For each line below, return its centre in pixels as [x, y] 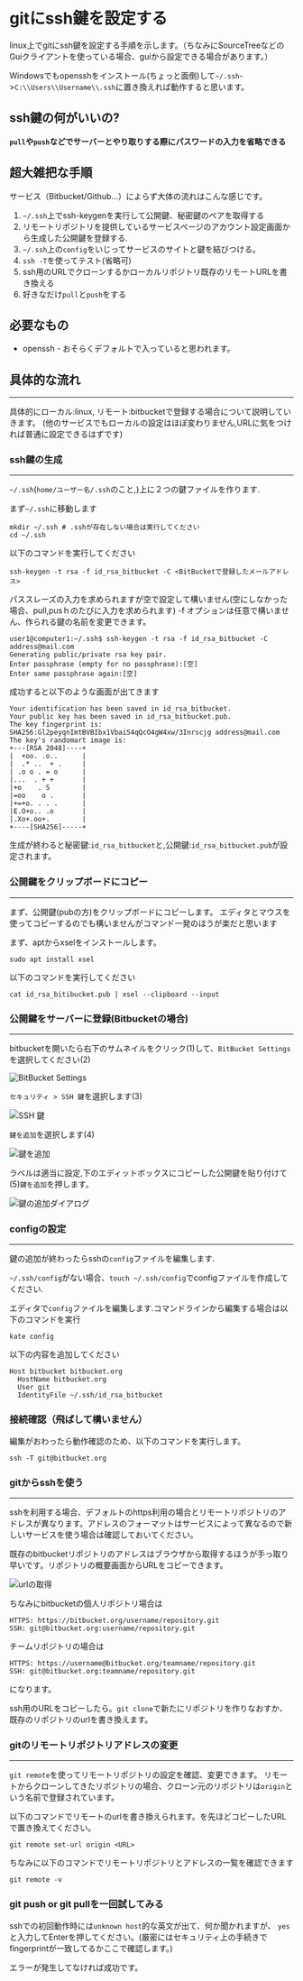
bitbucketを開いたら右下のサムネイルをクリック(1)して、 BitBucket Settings [150, 1049]
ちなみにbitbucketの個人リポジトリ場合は [86, 1603]
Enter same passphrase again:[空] [73, 674]
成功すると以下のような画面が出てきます [84, 692]
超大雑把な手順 [51, 173]
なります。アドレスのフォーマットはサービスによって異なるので [166, 1523]
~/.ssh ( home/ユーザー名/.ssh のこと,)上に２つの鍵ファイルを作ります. [135, 490]
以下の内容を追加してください [64, 1354]
